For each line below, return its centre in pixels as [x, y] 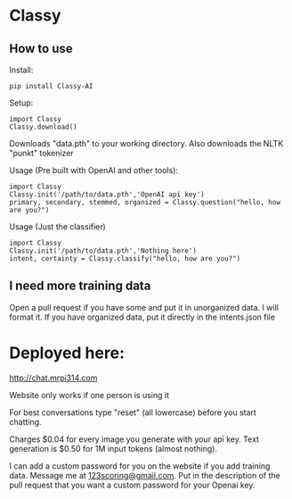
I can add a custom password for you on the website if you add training [140, 466]
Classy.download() [43, 127]
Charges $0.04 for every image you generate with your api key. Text [134, 439]
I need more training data [80, 286]
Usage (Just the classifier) [58, 227]
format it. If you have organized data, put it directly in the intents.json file [142, 317]
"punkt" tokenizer [41, 153]
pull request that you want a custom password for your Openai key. [132, 485]
